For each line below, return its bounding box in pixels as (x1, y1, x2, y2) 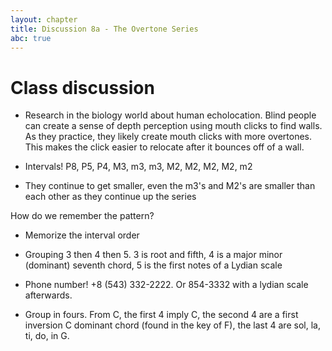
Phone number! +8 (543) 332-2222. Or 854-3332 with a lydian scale (24, 279, 309, 291)
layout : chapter (10, 14, 78, 25)
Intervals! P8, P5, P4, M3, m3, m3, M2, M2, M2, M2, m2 (24, 161, 253, 173)
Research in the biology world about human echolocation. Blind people (24, 109, 317, 121)
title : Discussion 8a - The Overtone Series (10, 24, 199, 34)
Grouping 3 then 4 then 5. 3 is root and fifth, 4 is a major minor (24, 249, 283, 261)
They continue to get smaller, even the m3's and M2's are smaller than (24, 180, 316, 192)
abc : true (10, 33, 52, 43)
